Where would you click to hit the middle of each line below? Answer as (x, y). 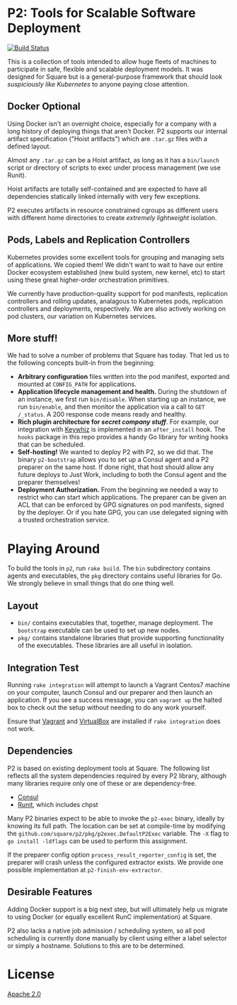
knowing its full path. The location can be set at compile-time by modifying (116, 825)
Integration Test (43, 668)
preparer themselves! (49, 482)
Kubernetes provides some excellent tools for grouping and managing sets (116, 257)
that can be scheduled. (51, 444)
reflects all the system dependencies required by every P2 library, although (117, 776)
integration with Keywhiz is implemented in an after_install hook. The (121, 429)
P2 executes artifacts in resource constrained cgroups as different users (113, 210)
